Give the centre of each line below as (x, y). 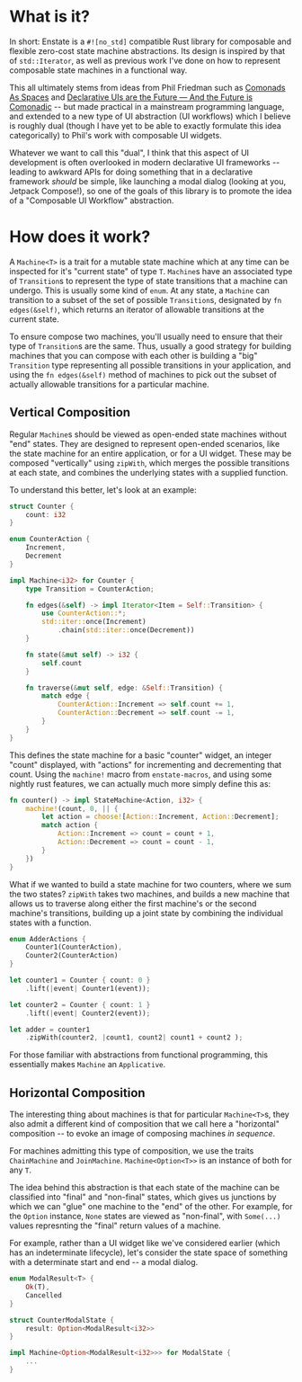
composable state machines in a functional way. (98, 70)
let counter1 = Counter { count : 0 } (80, 981)
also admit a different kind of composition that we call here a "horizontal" (145, 1124)
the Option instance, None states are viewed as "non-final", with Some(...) (145, 1217)
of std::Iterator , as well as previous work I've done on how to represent (145, 60)
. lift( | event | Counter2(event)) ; (88, 1013)
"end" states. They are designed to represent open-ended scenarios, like (145, 443)
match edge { (66, 696)
